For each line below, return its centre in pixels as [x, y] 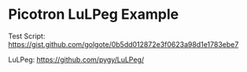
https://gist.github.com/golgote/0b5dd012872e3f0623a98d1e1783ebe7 [124, 44]
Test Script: [27, 36]
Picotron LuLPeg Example [94, 14]
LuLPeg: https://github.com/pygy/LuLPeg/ [76, 59]
